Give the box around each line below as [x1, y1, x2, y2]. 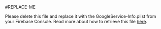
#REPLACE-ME [5, 4, 36, 10]
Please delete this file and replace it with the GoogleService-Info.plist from [5, 14, 156, 19]
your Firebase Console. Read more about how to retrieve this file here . [5, 19, 148, 24]
